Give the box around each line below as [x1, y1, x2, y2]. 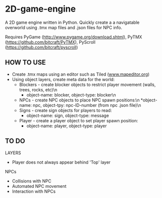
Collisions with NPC [12, 178, 52, 184]
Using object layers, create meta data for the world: [12, 76, 115, 82]
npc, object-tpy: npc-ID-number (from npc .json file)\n [33, 102, 141, 108]
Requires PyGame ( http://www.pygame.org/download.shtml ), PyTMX [5, 34, 143, 40]
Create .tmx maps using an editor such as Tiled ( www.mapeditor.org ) [12, 71, 150, 77]
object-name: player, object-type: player [26, 123, 107, 129]
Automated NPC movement [12, 183, 67, 189]
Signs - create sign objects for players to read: [19, 107, 112, 113]
